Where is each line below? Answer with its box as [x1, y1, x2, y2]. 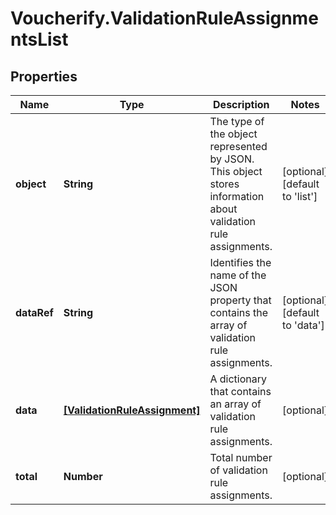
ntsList [10, 28, 69, 51]
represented [209, 140, 268, 153]
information [209, 190, 265, 203]
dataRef [15, 306, 54, 319]
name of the [209, 268, 267, 282]
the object [209, 127, 258, 141]
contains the [209, 306, 269, 319]
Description [213, 98, 270, 111]
